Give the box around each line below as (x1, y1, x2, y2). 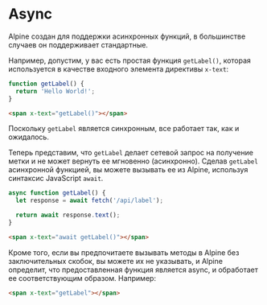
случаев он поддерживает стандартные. (8, 39, 149, 49)
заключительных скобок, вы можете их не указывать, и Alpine (8, 256, 224, 266)
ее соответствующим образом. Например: (8, 273, 157, 282)
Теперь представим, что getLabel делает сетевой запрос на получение (8, 148, 253, 158)
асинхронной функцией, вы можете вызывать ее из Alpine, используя (8, 165, 249, 175)
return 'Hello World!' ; (15, 87, 95, 95)
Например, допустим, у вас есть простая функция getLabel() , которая (8, 56, 252, 65)
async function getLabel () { (8, 189, 106, 197)
